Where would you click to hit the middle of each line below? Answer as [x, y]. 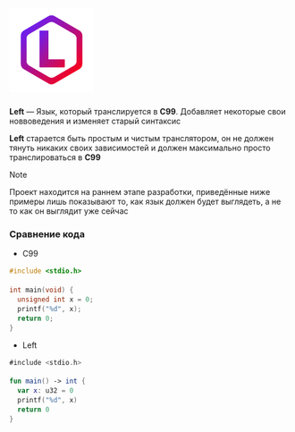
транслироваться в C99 [55, 157]
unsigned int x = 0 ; [55, 300]
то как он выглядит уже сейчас [69, 211]
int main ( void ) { [42, 290]
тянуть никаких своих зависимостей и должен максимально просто [140, 148]
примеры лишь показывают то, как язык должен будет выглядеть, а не [145, 202]
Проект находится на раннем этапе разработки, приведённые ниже [140, 192]
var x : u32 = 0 [46, 391]
